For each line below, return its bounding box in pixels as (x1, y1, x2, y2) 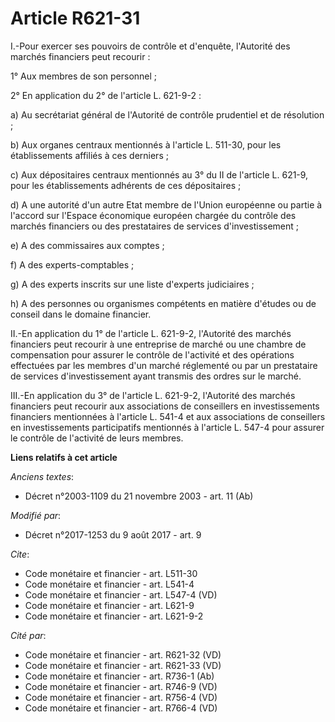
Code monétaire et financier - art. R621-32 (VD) (24, 648, 222, 661)
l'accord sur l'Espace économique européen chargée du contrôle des (10, 209, 297, 221)
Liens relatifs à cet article (10, 451, 118, 463)
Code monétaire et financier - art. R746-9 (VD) (24, 680, 218, 692)
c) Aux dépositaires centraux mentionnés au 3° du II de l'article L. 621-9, (10, 168, 309, 181)
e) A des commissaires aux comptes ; (10, 239, 165, 251)
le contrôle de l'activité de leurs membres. (10, 432, 184, 444)
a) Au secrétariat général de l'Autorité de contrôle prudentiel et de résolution (10, 108, 325, 121)
